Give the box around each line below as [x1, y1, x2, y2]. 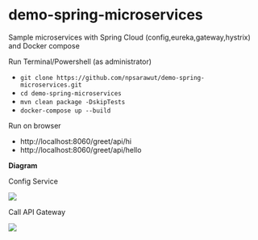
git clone [19, 74, 54, 82]
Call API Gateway [8, 207, 66, 217]
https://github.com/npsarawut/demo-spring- [56, 74, 205, 82]
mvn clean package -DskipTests [19, 98, 126, 106]
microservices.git [19, 81, 82, 89]
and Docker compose [8, 40, 81, 50]
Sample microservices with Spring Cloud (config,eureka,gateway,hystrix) [8, 32, 252, 42]
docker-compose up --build [19, 107, 111, 115]
